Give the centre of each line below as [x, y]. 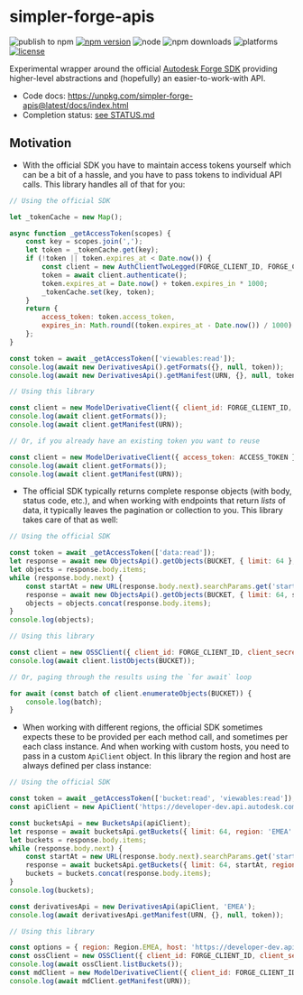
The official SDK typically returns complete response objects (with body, [157, 491]
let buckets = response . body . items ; [78, 840]
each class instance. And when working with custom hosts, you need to [156, 747]
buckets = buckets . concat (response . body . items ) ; [119, 874]
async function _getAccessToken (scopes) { [90, 233]
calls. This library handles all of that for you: [104, 184]
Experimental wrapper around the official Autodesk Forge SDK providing [143, 69]
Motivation [41, 143]
